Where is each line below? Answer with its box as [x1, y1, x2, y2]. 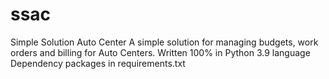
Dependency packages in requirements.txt [10, 57, 186, 69]
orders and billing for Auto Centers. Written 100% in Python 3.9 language [10, 46, 311, 58]
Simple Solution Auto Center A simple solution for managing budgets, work [10, 36, 319, 48]
